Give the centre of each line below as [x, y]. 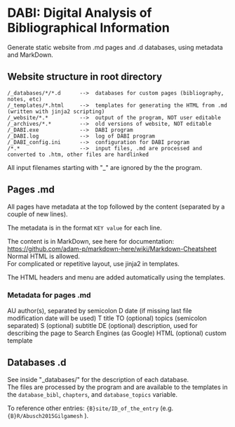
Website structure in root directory [85, 77]
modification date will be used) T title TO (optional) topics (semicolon [107, 318]
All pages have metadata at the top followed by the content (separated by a [116, 206]
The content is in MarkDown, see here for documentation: [91, 241]
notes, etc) [25, 99]
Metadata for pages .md [49, 295]
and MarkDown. [31, 55]
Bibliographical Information [88, 28]
